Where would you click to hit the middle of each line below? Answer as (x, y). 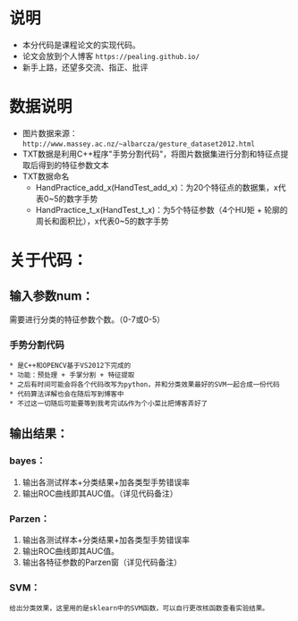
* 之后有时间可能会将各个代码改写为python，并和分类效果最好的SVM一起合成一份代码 (145, 385)
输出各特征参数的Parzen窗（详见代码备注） (102, 562)
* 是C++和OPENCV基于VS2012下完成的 (70, 366)
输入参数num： (51, 296)
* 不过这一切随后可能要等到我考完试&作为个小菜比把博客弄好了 (109, 404)
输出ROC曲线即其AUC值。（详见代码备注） (100, 493)
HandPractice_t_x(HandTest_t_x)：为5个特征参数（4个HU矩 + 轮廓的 (162, 209)
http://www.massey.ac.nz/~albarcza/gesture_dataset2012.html (139, 144)
